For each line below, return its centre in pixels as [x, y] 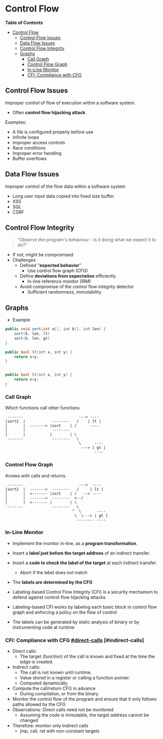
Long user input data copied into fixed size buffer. [64, 196]
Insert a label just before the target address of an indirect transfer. [81, 553]
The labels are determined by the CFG [52, 582]
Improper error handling [37, 153]
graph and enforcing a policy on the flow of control [65, 612]
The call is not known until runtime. [56, 672]
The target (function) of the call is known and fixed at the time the [87, 656]
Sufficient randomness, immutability [64, 292]
